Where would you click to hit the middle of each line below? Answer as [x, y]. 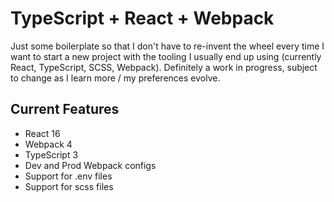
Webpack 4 [48, 144]
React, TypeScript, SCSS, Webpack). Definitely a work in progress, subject [164, 67]
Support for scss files [69, 186]
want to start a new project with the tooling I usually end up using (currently [166, 56]
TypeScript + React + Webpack [142, 18]
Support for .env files [68, 176]
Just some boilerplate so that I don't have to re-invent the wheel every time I [167, 46]
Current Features [65, 109]
